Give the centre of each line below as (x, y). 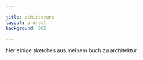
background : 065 (26, 28)
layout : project (26, 22)
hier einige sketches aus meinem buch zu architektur (71, 50)
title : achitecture (30, 17)
